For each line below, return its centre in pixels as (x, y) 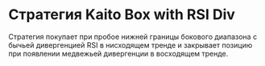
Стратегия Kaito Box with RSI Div (122, 15)
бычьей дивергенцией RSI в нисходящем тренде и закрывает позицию (130, 45)
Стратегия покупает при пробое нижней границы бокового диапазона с (133, 37)
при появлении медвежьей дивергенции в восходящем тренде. (118, 53)
